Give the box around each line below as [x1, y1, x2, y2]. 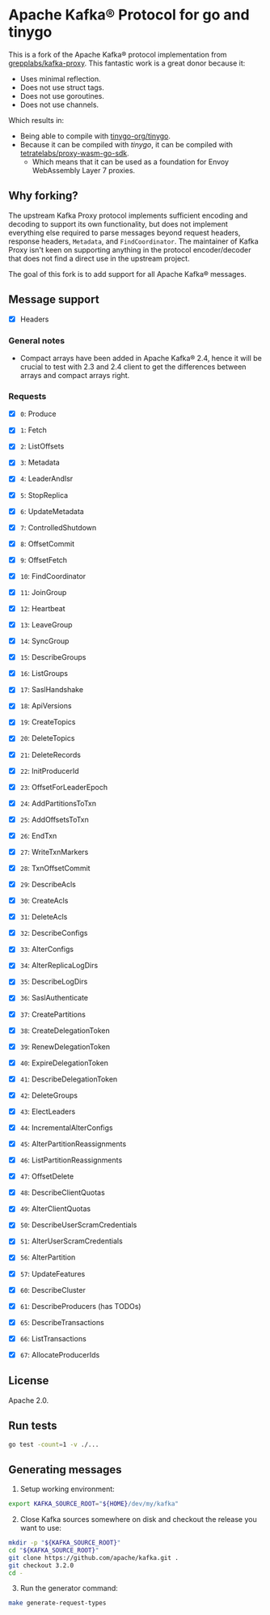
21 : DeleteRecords [19, 750, 81, 759]
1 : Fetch [19, 425, 47, 435]
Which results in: [8, 115, 65, 125]
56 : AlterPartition [19, 1252, 76, 1262]
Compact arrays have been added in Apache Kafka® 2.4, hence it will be [19, 353, 263, 363]
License [8, 1374, 49, 1388]
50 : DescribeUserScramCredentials [19, 1220, 137, 1230]
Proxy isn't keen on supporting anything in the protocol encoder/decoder [8, 244, 251, 254]
